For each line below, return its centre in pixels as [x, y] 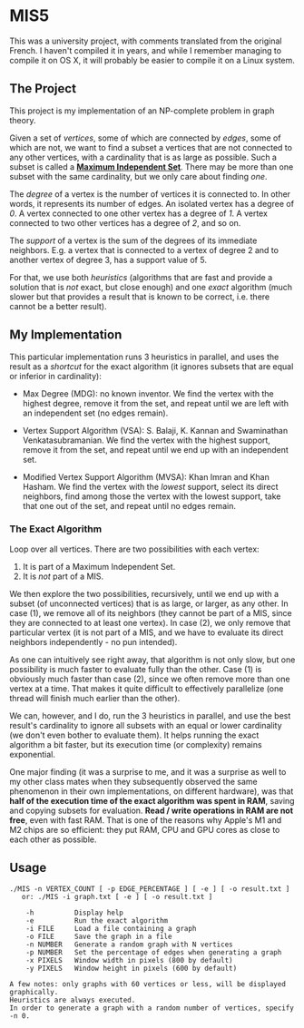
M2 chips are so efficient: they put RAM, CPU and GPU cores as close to [145, 829]
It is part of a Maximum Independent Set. [99, 566]
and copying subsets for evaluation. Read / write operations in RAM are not [151, 810]
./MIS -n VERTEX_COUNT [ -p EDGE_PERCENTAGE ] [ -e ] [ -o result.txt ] [150, 889]
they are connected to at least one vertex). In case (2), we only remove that [150, 622]
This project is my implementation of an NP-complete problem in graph [142, 111]
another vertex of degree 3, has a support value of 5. [108, 259]
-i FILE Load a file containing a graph [111, 928]
